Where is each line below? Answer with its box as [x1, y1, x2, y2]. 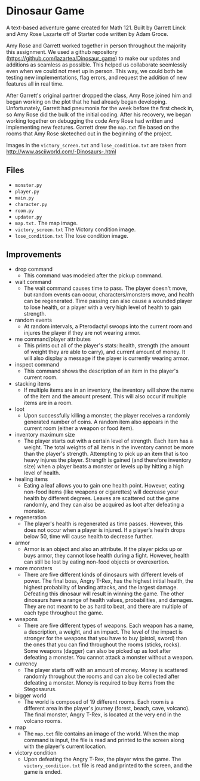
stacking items [14, 380, 51, 387]
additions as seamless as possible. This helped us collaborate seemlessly [6, 61, 187, 68]
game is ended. [23, 768, 62, 775]
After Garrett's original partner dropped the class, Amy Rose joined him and [6, 92, 192, 99]
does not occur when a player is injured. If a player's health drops [23, 526, 186, 534]
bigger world [14, 692, 47, 699]
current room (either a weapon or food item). [23, 424, 134, 432]
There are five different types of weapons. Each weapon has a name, [23, 622, 194, 629]
